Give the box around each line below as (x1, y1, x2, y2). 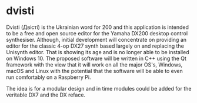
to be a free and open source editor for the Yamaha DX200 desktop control (6, 29, 188, 36)
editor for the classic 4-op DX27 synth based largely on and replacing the (6, 42, 184, 49)
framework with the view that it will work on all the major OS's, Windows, (6, 61, 183, 68)
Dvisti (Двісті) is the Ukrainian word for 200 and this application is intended (6, 24, 189, 31)
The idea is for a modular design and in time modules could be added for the (6, 85, 192, 92)
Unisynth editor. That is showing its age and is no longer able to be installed (6, 48, 189, 55)
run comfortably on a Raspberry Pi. (6, 74, 91, 81)
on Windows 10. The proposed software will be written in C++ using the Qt (6, 55, 187, 62)
